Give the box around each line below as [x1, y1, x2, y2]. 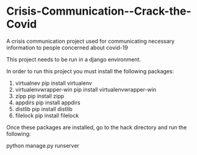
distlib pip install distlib [15, 105, 73, 112]
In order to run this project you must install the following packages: [6, 67, 174, 74]
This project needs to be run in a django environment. [6, 56, 141, 63]
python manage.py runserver [6, 142, 79, 149]
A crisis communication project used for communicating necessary [6, 37, 175, 45]
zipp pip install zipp [15, 92, 65, 99]
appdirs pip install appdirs [15, 99, 81, 106]
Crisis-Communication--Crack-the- [6, 4, 192, 18]
